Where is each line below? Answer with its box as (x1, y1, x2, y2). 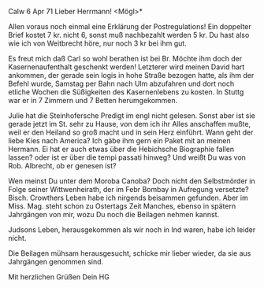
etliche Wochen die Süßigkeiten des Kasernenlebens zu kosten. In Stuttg (8, 87, 244, 97)
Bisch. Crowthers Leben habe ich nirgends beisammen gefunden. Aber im (8, 193, 248, 202)
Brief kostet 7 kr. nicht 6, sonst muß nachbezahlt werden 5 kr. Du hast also (8, 31, 250, 39)
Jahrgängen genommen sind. (8, 257, 104, 266)
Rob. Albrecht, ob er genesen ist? (8, 161, 117, 170)
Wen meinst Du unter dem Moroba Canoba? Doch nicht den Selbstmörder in (8, 176, 255, 186)
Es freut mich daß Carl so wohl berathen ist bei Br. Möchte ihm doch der (8, 54, 243, 63)
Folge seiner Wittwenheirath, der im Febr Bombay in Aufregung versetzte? (8, 185, 250, 194)
